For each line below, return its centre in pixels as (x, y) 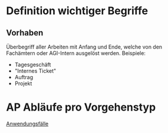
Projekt (23, 83)
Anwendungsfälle (27, 124)
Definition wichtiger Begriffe (77, 11)
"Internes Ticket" (35, 71)
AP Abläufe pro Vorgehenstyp (81, 107)
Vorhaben (25, 33)
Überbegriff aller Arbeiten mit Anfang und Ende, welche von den (84, 47)
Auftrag (24, 77)
